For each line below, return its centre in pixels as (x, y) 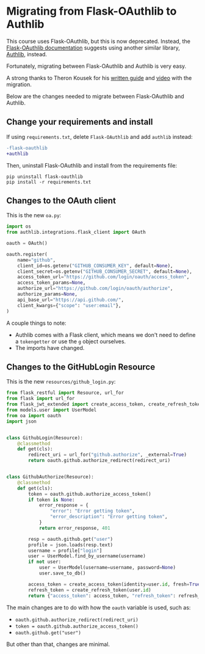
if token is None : (52, 500)
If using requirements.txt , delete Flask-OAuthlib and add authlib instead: (100, 136)
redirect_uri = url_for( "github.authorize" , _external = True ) (108, 455)
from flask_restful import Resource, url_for (65, 393)
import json (21, 421)
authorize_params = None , (48, 294)
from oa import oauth (34, 415)
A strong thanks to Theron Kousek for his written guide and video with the (99, 78)
